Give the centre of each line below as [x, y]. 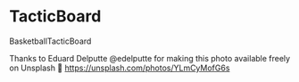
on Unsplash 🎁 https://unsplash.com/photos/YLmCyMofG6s [120, 68]
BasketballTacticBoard [50, 41]
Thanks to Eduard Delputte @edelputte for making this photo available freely [150, 58]
